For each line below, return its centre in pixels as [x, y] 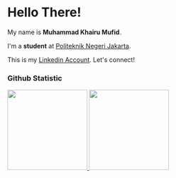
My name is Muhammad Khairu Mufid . [65, 32]
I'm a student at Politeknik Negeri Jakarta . [69, 46]
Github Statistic [35, 78]
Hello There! [44, 12]
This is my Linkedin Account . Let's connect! [71, 59]
